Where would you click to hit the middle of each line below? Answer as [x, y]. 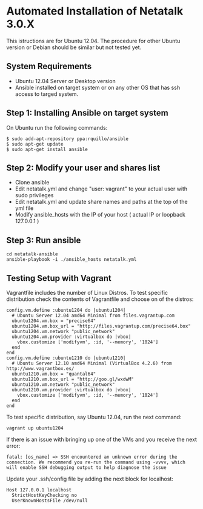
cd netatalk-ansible [32, 254]
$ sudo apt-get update [35, 144]
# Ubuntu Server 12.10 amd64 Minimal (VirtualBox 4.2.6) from [92, 363]
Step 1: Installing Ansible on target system [87, 113]
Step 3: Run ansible [44, 240]
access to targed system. [47, 94]
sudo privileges [34, 195]
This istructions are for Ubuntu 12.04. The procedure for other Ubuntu [93, 41]
